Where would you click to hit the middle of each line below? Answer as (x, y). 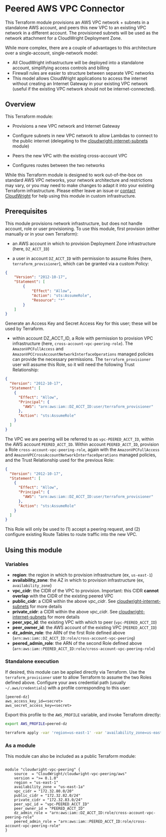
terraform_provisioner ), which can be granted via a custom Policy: (81, 263)
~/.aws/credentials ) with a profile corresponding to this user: (68, 688)
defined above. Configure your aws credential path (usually (65, 683)
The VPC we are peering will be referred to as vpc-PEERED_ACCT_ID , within (80, 439)
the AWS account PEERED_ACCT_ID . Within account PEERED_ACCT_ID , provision (82, 444)
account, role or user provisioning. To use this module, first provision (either (82, 229)
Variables (17, 564)
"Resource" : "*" (48, 300)
